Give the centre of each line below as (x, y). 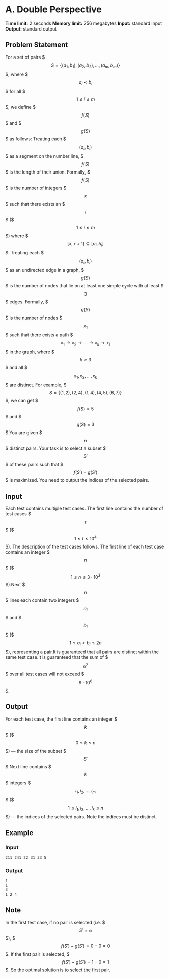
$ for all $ (15, 91)
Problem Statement (37, 45)
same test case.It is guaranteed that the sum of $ (57, 657)
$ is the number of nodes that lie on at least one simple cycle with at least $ (84, 285)
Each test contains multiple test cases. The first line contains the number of (84, 508)
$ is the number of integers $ (36, 188)
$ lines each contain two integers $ (42, 600)
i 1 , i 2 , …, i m (86, 791)
